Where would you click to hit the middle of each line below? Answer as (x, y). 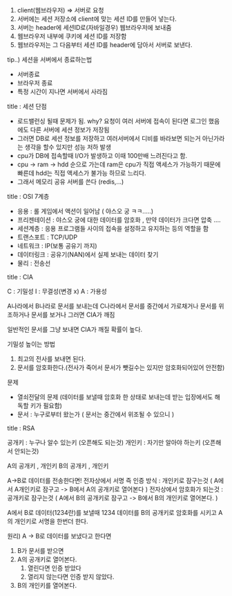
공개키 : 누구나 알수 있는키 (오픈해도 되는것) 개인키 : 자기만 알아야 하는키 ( (106, 442)
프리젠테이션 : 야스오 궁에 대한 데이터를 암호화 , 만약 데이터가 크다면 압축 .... (119, 220)
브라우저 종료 (35, 83)
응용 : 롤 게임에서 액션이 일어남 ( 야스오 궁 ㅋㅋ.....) (85, 211)
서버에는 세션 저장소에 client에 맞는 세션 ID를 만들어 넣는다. (97, 19)
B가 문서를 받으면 (40, 551)
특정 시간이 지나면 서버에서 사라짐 (62, 91)
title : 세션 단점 (27, 106)
